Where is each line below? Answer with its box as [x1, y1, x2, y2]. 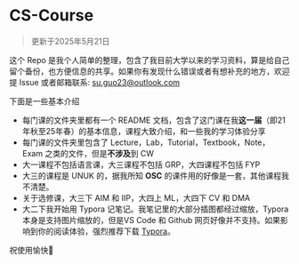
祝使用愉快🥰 [9, 244, 54, 255]
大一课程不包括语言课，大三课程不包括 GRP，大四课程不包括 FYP [21, 159, 261, 170]
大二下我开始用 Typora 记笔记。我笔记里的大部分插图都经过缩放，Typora [21, 204, 289, 214]
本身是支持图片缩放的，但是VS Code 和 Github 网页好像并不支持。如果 [21, 214, 281, 225]
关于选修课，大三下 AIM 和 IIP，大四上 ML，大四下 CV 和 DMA [21, 192, 251, 203]
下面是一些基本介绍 [9, 95, 80, 107]
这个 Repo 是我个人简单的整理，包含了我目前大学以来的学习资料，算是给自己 [9, 54, 290, 65]
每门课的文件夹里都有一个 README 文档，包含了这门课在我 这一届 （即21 [21, 115, 287, 125]
